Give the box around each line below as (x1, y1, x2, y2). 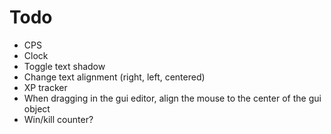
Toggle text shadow (23, 60, 106, 72)
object (23, 102, 51, 115)
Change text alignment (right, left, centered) (23, 71, 206, 83)
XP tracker (23, 81, 68, 93)
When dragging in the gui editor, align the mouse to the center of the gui (23, 92, 322, 104)
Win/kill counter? (23, 113, 94, 125)
